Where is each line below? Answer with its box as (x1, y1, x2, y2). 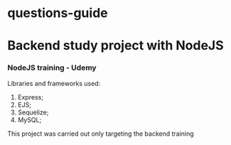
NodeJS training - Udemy (7, 63, 97, 72)
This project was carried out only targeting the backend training (7, 129, 194, 138)
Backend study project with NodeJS (7, 38, 224, 54)
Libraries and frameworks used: (7, 79, 101, 87)
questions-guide (7, 5, 108, 21)
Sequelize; (17, 108, 49, 117)
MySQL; (17, 115, 42, 124)
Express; (17, 92, 44, 101)
